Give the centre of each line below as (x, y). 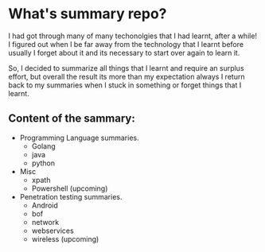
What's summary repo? (88, 14)
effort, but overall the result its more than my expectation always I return (127, 76)
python (43, 163)
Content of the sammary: (72, 119)
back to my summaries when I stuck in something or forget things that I (125, 85)
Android (45, 205)
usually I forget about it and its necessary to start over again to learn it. (124, 52)
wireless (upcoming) (65, 238)
